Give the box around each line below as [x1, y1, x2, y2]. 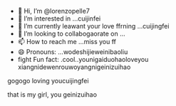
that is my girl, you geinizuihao [7, 90, 98, 99]
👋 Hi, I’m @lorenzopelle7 [17, 7, 90, 15]
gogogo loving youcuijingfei [7, 77, 89, 85]
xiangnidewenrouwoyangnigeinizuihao [17, 63, 131, 71]
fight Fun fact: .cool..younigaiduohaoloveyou [17, 55, 149, 63]
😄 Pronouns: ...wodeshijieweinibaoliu [17, 48, 128, 56]
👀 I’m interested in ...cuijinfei [17, 14, 101, 23]
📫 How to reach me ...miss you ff [17, 38, 116, 46]
